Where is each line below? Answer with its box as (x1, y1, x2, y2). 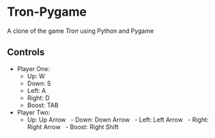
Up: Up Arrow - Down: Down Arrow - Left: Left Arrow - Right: (27, 115, 209, 124)
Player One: (16, 64, 50, 72)
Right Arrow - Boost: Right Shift (27, 122, 119, 130)
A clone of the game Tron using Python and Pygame (7, 27, 154, 35)
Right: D (27, 94, 50, 102)
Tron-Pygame (7, 4, 87, 20)
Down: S (27, 79, 51, 87)
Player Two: (16, 108, 51, 116)
